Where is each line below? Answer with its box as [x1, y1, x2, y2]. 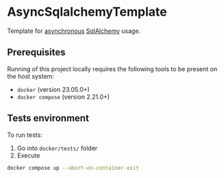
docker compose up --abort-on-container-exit [7, 164, 139, 171]
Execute [16, 151, 40, 160]
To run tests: [7, 131, 42, 139]
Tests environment [7, 112, 89, 124]
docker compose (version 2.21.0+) [16, 92, 110, 101]
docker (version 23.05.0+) [16, 85, 90, 93]
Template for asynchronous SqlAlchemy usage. [7, 27, 141, 35]
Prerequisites [7, 47, 66, 58]
